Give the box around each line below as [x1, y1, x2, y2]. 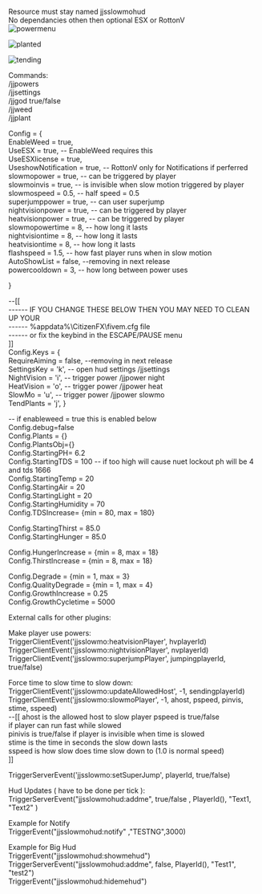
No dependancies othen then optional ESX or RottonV [8, 15, 186, 25]
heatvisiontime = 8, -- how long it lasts [8, 240, 136, 249]
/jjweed [8, 104, 33, 114]
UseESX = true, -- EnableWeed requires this [8, 146, 154, 155]
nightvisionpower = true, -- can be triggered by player [8, 205, 187, 215]
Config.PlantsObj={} [8, 440, 75, 449]
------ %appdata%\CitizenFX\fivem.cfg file [8, 322, 151, 331]
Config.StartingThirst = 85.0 [8, 523, 101, 533]
